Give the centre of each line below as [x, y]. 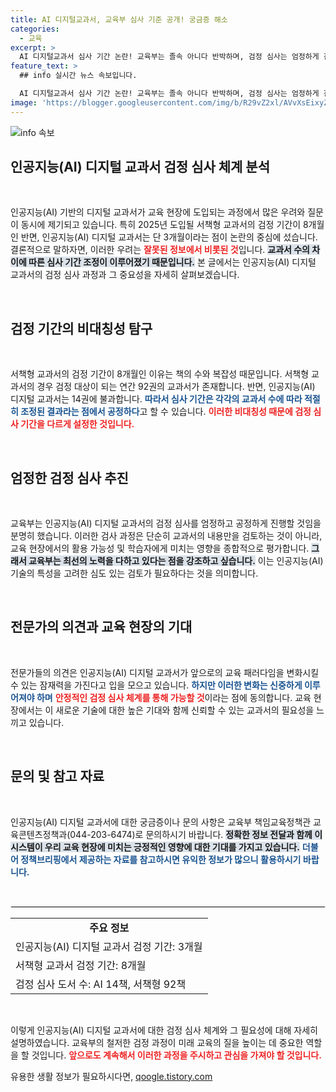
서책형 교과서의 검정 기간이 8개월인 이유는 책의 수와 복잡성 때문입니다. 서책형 [160, 374]
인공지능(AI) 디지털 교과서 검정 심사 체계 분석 [140, 167]
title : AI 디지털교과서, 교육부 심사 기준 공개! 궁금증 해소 [119, 19]
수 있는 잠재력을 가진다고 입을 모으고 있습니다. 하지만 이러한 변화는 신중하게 [156, 685]
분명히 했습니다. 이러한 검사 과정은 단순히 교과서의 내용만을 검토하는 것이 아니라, [166, 536]
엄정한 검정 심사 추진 [69, 477]
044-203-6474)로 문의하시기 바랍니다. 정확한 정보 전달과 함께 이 [196, 834]
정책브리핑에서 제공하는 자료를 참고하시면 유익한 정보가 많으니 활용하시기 [161, 859]
